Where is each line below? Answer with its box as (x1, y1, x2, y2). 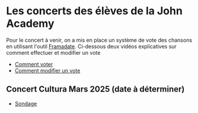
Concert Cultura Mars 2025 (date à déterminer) (6, 84, 185, 95)
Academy (6, 17, 55, 30)
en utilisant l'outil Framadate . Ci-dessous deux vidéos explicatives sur (6, 43, 177, 50)
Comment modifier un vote (14, 67, 81, 74)
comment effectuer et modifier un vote (6, 49, 101, 56)
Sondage (14, 100, 37, 107)
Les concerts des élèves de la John (6, 4, 183, 18)
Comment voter (14, 61, 53, 68)
